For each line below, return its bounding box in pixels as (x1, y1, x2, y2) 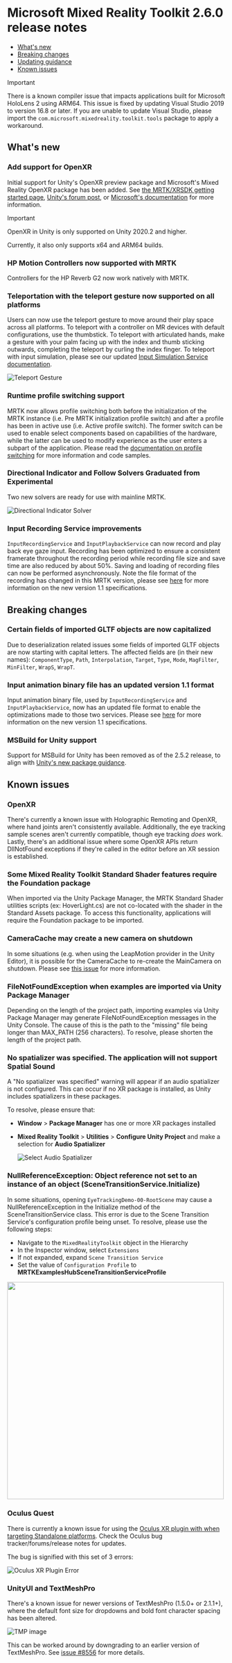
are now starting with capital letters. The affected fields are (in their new (7, 648, 213, 656)
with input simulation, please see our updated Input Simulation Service (7, 352, 208, 361)
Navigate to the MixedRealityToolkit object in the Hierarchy (17, 1238, 188, 1247)
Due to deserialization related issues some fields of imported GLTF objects (7, 640, 220, 649)
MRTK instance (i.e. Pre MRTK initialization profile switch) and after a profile (7, 414, 224, 422)
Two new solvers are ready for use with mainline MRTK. (7, 492, 166, 501)
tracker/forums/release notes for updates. (7, 1539, 127, 1548)
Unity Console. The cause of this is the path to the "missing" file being (7, 1021, 208, 1029)
